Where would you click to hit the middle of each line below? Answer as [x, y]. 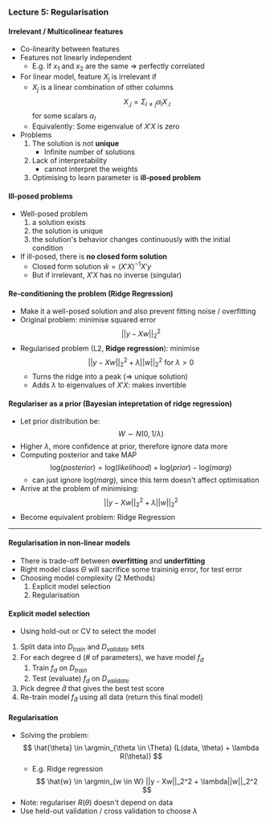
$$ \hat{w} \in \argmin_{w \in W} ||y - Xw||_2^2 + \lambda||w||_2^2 [147, 781]
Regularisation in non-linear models [70, 543]
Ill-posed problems [41, 196]
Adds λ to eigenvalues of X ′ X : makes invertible [109, 385]
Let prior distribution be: [60, 421]
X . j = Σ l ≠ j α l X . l [147, 102]
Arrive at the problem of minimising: [79, 489]
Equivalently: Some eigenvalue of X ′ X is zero [106, 126]
